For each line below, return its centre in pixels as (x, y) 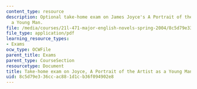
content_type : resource (35, 11)
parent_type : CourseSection (40, 60)
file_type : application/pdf (40, 33)
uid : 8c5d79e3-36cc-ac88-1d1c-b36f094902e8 (60, 77)
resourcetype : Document (35, 66)
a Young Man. (27, 22)
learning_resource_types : (38, 39)
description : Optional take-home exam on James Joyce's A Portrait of (94, 17)
